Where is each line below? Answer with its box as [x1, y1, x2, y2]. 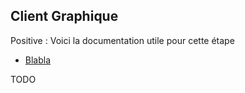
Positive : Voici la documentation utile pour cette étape [10, 34, 235, 46]
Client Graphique [10, 8, 119, 25]
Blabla [24, 54, 52, 66]
